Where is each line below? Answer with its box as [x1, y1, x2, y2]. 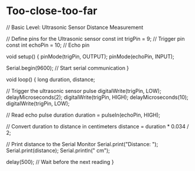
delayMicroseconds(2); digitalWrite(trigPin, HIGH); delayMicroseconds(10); [6, 93, 189, 101]
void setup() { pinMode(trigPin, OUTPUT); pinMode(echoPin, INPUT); [6, 53, 174, 60]
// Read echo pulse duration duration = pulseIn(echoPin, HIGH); [6, 111, 161, 118]
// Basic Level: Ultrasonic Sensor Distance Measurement [6, 24, 144, 31]
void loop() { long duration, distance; [6, 76, 96, 83]
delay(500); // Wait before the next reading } [6, 158, 114, 165]
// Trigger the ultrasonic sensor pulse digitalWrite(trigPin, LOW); [6, 87, 161, 94]
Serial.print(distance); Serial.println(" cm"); [6, 147, 110, 154]
